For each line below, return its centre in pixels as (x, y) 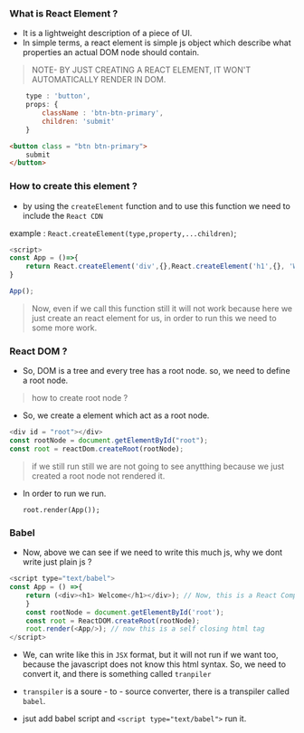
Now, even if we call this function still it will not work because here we (162, 308)
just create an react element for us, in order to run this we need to (154, 318)
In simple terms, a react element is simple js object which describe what (157, 43)
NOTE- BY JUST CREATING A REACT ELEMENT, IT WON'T (141, 70)
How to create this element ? (73, 186)
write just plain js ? (57, 562)
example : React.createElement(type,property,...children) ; (123, 233)
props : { (42, 105)
